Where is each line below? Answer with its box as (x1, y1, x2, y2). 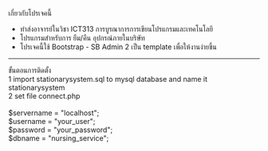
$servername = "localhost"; (8, 108, 100, 118)
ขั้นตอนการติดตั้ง (8, 65, 52, 75)
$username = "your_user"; (8, 117, 96, 126)
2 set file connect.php (8, 91, 81, 100)
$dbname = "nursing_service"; (8, 134, 109, 143)
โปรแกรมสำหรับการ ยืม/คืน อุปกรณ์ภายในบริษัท (19, 33, 145, 42)
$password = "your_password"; (8, 125, 113, 134)
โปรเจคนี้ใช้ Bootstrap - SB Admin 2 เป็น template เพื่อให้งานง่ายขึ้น (19, 42, 217, 52)
